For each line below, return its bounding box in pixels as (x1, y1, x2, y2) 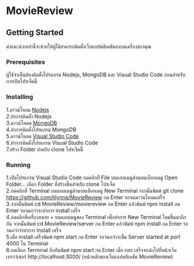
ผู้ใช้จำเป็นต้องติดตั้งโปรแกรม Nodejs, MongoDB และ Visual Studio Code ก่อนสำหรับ (6, 71, 186, 79)
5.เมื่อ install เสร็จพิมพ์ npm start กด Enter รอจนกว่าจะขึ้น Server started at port (6, 233, 181, 240)
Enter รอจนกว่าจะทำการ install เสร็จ (6, 207, 80, 214)
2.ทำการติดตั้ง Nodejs (6, 112, 52, 120)
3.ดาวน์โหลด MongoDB (6, 119, 57, 127)
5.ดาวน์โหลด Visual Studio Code (6, 132, 79, 139)
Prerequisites (6, 57, 45, 66)
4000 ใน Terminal (6, 240, 49, 247)
